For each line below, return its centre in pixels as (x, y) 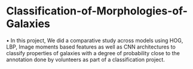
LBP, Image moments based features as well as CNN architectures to (91, 47)
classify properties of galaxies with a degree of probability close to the (93, 53)
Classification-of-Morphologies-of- (97, 11)
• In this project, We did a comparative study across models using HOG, (95, 40)
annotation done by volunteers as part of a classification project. (86, 59)
